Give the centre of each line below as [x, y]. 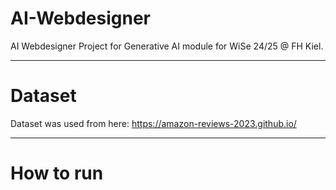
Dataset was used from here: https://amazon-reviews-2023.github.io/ [153, 123]
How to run [57, 173]
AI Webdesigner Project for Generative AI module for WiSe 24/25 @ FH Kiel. [167, 46]
